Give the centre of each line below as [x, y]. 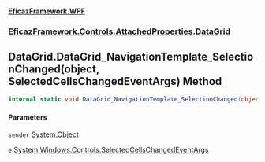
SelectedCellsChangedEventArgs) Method [115, 81]
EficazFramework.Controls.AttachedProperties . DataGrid [119, 31]
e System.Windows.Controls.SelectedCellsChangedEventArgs [108, 150]
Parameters [28, 117]
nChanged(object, [54, 69]
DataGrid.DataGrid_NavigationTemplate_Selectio [131, 56]
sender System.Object [43, 134]
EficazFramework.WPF [47, 11]
